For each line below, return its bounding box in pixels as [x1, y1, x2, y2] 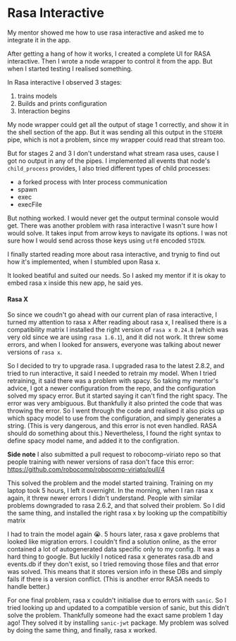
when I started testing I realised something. [7, 64, 133, 73]
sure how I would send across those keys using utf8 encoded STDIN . [7, 236, 206, 245]
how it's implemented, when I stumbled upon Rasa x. [7, 257, 161, 266]
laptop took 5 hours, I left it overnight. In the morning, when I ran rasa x [7, 487, 213, 495]
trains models [17, 92, 58, 100]
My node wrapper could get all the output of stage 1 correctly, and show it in [7, 120, 229, 128]
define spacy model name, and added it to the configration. [7, 437, 180, 445]
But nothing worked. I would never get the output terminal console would [7, 214, 219, 222]
